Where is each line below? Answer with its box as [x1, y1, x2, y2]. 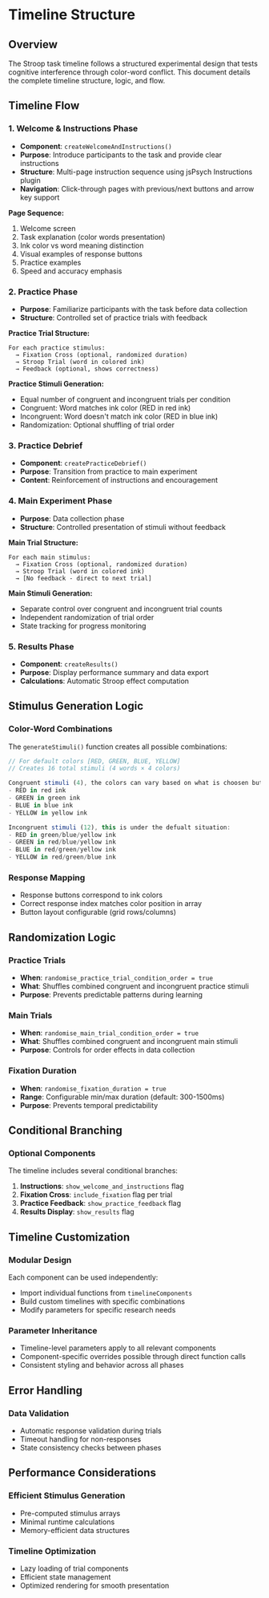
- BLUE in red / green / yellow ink [8, 846, 116, 854]
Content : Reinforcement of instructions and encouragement [19, 475, 219, 485]
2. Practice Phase [8, 286, 78, 297]
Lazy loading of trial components [19, 1564, 129, 1573]
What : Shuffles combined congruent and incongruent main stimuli [19, 1037, 239, 1046]
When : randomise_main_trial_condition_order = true [19, 1028, 199, 1038]
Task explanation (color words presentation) [19, 232, 166, 241]
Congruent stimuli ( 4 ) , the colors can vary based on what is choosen [8, 779, 249, 787]
